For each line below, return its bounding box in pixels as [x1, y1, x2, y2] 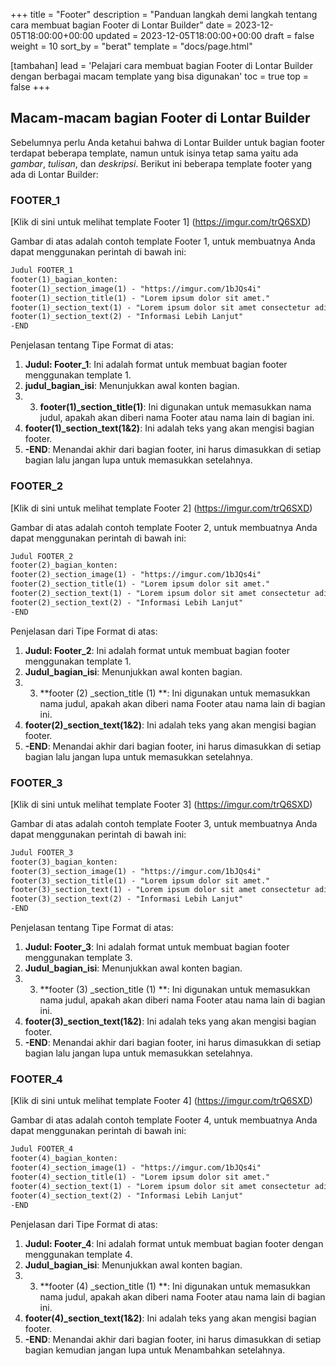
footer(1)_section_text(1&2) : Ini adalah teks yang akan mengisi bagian [24, 422, 315, 434]
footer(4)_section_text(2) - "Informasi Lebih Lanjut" [10, 1190, 244, 1201]
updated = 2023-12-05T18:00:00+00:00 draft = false [95, 30, 315, 41]
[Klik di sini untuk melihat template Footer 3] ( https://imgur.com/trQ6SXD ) [10, 798, 313, 810]
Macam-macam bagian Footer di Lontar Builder [10, 110, 311, 127]
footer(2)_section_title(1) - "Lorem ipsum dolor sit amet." [10, 579, 271, 589]
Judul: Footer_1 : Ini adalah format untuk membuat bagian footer [24, 359, 288, 371]
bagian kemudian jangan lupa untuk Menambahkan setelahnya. [24, 1344, 286, 1356]
